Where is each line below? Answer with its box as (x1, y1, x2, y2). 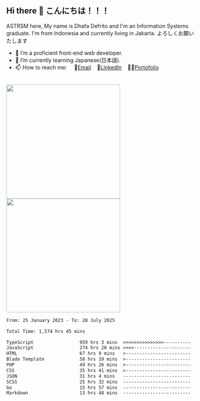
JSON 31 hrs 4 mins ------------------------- (6, 373, 191, 379)
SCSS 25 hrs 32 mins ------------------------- (6, 379, 191, 385)
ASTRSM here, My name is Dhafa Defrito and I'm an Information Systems (6, 22, 189, 29)
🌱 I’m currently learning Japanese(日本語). (15, 57, 121, 64)
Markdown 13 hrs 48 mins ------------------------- (6, 390, 191, 396)
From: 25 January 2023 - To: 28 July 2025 (6, 317, 115, 323)
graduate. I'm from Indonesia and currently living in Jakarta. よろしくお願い (6, 29, 195, 36)
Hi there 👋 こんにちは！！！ (6, 5, 110, 16)
